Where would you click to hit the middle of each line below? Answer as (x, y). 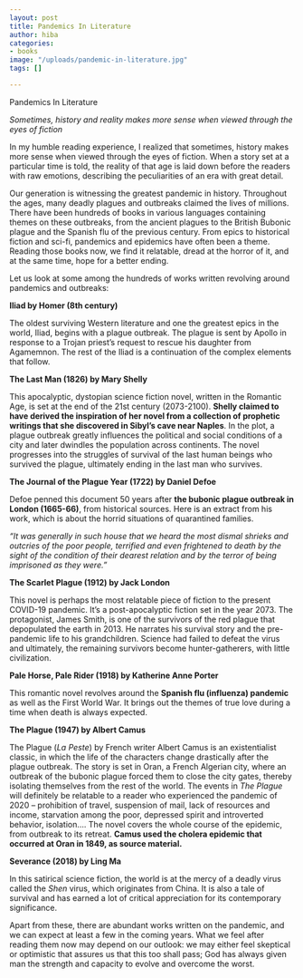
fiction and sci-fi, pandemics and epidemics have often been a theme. (140, 241)
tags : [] (26, 69)
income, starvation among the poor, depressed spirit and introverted (137, 814)
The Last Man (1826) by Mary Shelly (78, 379)
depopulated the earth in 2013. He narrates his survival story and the (137, 629)
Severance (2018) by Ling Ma (66, 861)
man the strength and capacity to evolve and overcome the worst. (132, 963)
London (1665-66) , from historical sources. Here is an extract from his (141, 508)
